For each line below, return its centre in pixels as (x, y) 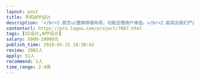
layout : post (22, 12)
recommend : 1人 (24, 61)
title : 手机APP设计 (29, 17)
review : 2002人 (24, 50)
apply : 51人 (21, 56)
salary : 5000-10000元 (32, 39)
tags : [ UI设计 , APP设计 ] (34, 34)
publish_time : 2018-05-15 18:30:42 (50, 45)
